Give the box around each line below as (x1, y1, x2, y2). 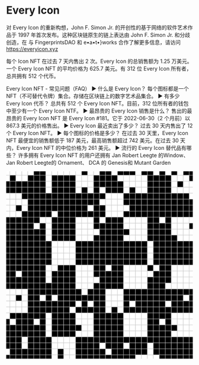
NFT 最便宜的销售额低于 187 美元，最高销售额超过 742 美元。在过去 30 (6, 137, 179, 144)
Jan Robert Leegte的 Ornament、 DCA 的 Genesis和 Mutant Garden (6, 159, 171, 166)
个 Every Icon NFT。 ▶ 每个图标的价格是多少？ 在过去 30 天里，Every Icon (6, 129, 188, 136)
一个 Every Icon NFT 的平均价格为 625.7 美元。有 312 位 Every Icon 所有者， (6, 65, 192, 72)
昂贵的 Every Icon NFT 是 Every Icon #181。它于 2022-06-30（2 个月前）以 (6, 114, 191, 121)
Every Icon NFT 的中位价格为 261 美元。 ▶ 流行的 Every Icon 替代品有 (16, 144, 187, 151)
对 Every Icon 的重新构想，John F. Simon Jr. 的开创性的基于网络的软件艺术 (6, 24, 188, 31)
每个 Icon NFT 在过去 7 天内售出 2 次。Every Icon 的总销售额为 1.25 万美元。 (6, 57, 192, 65)
